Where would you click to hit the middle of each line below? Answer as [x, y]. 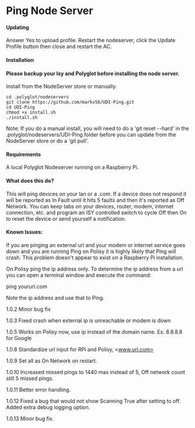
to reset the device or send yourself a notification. [66, 218]
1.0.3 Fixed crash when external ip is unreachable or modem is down [88, 320]
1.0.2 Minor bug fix [28, 309]
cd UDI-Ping [20, 107]
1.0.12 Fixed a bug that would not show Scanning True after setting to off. [93, 401]
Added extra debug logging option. [48, 407]
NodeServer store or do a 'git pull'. [48, 141]
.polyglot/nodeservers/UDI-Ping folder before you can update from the [91, 135]
